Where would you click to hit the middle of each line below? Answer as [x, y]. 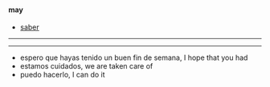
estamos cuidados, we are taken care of [86, 66]
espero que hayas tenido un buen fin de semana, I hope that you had [134, 57]
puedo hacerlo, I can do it [63, 75]
